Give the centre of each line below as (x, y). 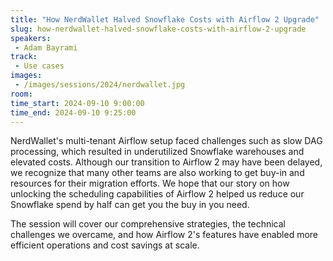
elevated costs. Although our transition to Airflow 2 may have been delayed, (166, 162)
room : (21, 94)
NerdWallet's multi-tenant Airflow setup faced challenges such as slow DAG (166, 141)
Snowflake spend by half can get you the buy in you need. (130, 205)
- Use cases (39, 66)
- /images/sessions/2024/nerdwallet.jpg (100, 85)
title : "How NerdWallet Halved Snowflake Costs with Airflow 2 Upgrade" (165, 19)
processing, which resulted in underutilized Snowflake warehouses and (157, 152)
